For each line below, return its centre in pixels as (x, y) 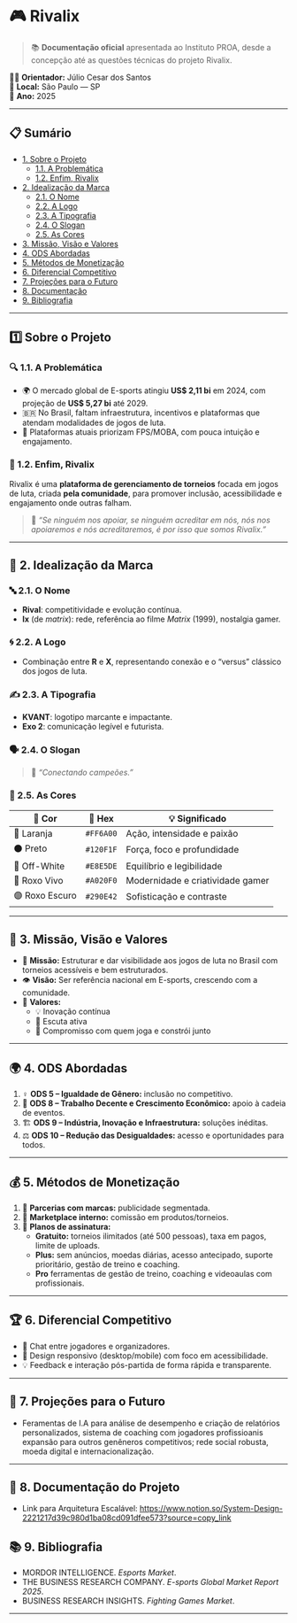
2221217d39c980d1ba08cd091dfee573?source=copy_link (126, 1518)
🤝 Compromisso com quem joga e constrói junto (123, 1031)
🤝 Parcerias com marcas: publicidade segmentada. (116, 1208)
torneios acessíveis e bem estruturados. (95, 970)
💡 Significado (198, 818)
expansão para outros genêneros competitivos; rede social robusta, (145, 1441)
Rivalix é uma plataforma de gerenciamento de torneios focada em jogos (144, 483)
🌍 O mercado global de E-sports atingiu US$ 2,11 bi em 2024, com (144, 390)
